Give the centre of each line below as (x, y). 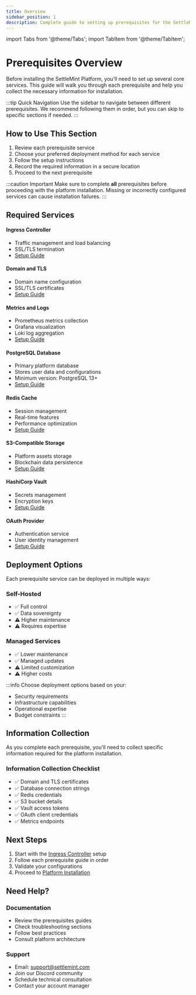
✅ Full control (31, 606)
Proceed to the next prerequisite (53, 173)
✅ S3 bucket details (38, 801)
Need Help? (28, 891)
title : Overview (26, 11)
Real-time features (37, 417)
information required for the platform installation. (64, 754)
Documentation (29, 908)
